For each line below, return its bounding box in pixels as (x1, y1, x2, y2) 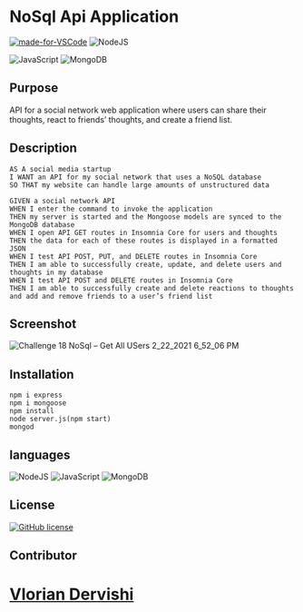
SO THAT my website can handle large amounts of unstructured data (9, 180, 270, 190)
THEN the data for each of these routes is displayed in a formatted (9, 236, 279, 245)
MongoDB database (9, 220, 75, 229)
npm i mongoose (9, 399, 67, 408)
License (9, 498, 55, 513)
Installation (9, 366, 74, 382)
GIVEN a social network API (9, 196, 116, 205)
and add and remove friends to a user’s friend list (9, 291, 213, 301)
